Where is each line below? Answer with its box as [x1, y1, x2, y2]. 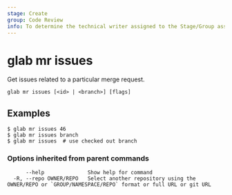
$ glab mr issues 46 [7, 125, 67, 133]
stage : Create [7, 10, 48, 17]
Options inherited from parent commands [7, 154, 150, 163]
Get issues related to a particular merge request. [7, 75, 145, 83]
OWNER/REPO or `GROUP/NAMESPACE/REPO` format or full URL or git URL [7, 181, 212, 188]
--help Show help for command [25, 170, 153, 176]
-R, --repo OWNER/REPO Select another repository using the [13, 175, 196, 183]
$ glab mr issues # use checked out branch [7, 138, 137, 145]
